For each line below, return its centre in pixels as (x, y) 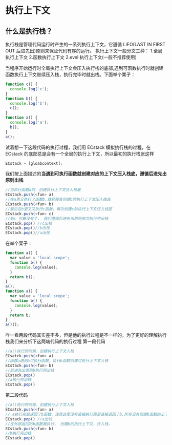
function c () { (21, 84)
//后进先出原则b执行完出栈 (30, 370)
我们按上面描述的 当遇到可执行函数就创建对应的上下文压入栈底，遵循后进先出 (86, 174)
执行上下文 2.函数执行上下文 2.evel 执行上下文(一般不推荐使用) (71, 57)
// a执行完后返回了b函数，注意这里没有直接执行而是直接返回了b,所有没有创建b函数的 (83, 414)
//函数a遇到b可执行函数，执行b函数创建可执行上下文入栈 (57, 361)
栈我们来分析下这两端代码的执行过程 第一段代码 (55, 341)
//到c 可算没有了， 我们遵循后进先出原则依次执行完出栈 (57, 219)
